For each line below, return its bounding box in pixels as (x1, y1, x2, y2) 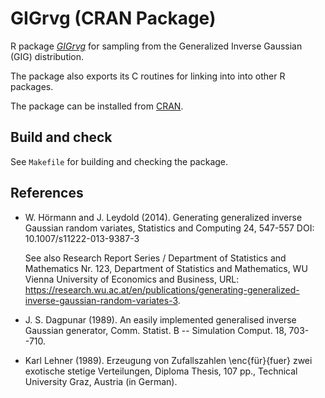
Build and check (10, 129, 113, 146)
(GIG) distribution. (10, 50, 85, 62)
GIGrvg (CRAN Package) (10, 7, 217, 30)
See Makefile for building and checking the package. (10, 155, 229, 167)
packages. (10, 80, 54, 92)
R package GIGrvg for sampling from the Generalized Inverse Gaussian (10, 40, 303, 52)
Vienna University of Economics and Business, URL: (24, 273, 240, 285)
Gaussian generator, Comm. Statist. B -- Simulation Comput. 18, (24, 324, 287, 336)
